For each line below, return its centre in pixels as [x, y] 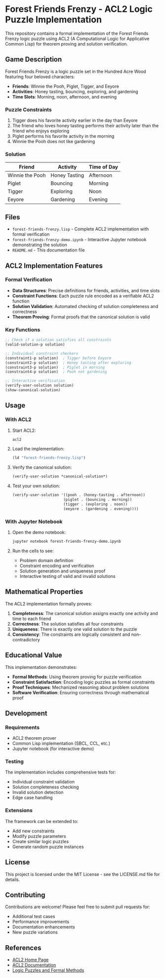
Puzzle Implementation [54, 20]
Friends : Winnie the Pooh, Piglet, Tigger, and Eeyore [66, 86]
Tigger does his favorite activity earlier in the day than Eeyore [75, 120]
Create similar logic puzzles [41, 841]
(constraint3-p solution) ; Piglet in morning [55, 367]
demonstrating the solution [40, 245]
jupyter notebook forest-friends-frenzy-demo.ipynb [66, 541]
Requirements [22, 727]
